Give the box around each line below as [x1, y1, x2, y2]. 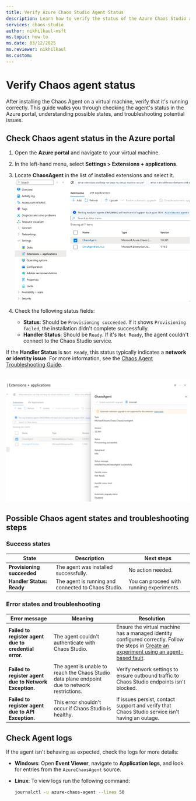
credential [8, 645, 34, 652]
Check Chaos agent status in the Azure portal [6, 133, 176, 143]
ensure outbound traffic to [116, 672, 180, 679]
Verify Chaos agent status [6, 78, 136, 92]
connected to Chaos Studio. [55, 584, 123, 591]
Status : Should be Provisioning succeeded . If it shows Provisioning [23, 319, 187, 326]
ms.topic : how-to [6, 34, 48, 40]
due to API [8, 708, 35, 715]
